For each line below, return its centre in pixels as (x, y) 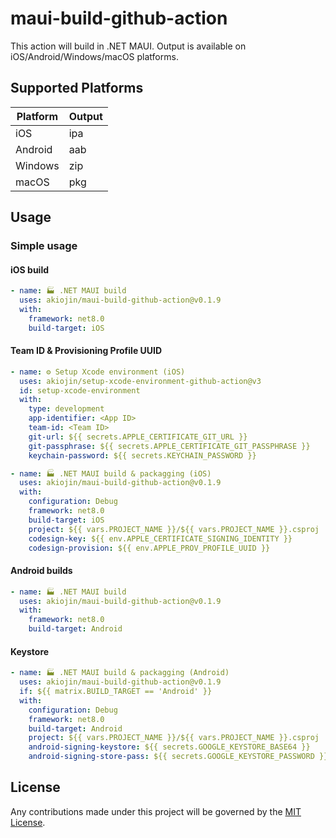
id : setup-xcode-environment (80, 390)
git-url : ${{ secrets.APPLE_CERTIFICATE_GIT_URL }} (138, 437)
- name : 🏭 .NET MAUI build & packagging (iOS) (111, 473)
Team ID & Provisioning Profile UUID (86, 351)
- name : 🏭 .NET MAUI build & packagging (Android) (120, 673)
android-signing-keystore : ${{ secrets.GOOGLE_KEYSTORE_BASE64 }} (169, 747)
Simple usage (44, 246)
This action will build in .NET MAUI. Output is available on (128, 46)
